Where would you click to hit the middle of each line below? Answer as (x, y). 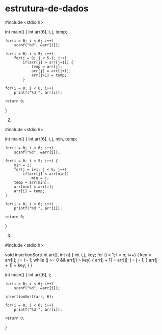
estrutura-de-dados (47, 9)
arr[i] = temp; (29, 191)
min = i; (23, 165)
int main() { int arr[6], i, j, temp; (36, 32)
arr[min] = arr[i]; (34, 187)
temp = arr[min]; (32, 182)
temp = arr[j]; (47, 67)
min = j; (40, 178)
